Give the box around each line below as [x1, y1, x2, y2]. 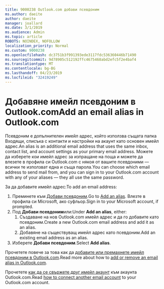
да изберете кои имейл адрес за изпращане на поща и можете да [5, 154, 143, 159]
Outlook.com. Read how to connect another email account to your [5, 274, 137, 280]
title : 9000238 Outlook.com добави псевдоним [5, 7, 99, 12]
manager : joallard [5, 20, 42, 26]
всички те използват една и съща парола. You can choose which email [5, 164, 150, 170]
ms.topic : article [5, 35, 42, 39]
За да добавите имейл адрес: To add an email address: [5, 184, 117, 190]
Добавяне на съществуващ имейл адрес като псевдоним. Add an [19, 230, 156, 235]
